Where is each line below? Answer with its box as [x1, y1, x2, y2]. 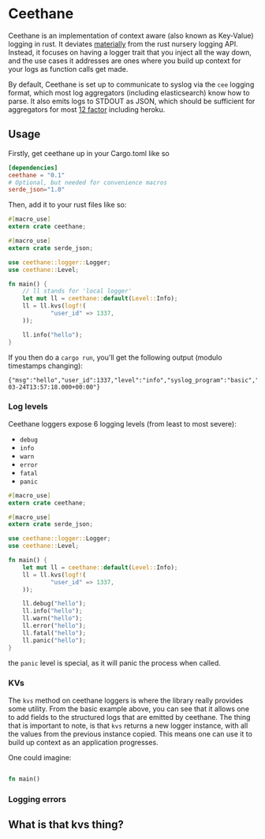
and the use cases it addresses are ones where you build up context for [8, 56, 241, 65]
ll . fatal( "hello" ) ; [22, 628, 87, 637]
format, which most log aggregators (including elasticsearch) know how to [8, 88, 250, 97]
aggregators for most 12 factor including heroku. [8, 104, 166, 114]
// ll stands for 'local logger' [22, 287, 132, 296]
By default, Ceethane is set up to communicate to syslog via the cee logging [8, 80, 255, 89]
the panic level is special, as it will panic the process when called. [8, 658, 221, 667]
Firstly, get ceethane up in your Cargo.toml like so [8, 148, 170, 158]
